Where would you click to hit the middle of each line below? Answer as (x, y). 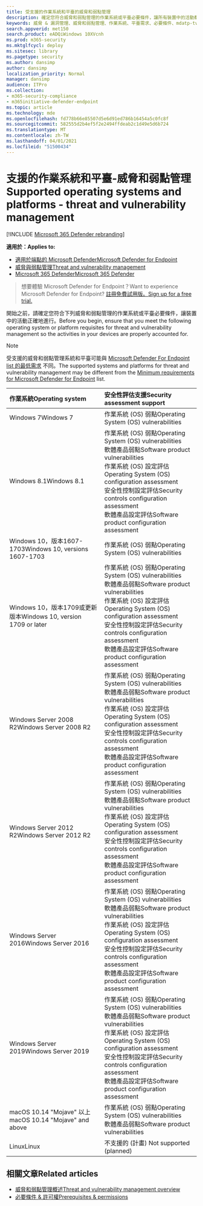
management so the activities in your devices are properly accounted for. (97, 334)
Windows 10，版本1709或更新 (53, 607)
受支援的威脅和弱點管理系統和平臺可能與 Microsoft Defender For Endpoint (98, 358)
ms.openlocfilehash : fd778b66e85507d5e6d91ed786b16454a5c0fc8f (88, 118)
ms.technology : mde (31, 113)
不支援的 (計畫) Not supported (147, 1143)
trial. (27, 300)
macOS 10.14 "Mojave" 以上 (50, 1112)
